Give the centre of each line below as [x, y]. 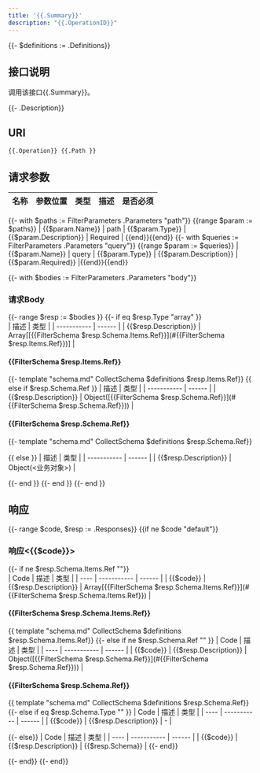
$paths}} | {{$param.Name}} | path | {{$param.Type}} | [97, 228]
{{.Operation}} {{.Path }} [52, 151]
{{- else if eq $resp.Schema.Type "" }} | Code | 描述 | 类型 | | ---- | [115, 712]
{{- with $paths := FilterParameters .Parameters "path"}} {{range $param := [130, 220]
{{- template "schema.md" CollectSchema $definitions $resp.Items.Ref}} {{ [130, 379]
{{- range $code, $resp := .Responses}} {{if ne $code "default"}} [113, 529]
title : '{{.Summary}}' [45, 15]
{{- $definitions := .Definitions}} [59, 45]
